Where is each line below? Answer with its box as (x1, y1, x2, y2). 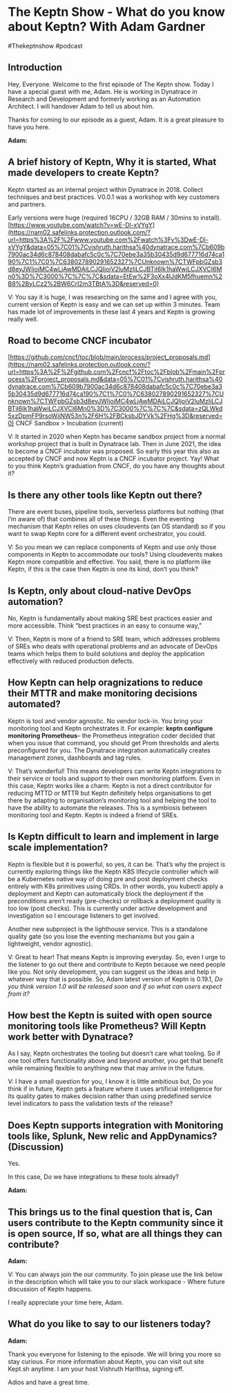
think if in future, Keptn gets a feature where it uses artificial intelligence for (8, 1085, 222, 1093)
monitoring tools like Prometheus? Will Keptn (8, 1020, 206, 1032)
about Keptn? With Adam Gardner (8, 19, 206, 35)
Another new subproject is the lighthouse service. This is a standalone (8, 925, 208, 933)
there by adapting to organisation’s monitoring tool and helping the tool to (8, 796, 217, 805)
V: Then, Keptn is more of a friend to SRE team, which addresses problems (8, 635, 220, 643)
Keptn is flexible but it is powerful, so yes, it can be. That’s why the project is (8, 860, 226, 868)
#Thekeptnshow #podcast (8, 41, 83, 50)
